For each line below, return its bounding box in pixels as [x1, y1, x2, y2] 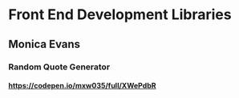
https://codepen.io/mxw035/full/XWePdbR [8, 81, 156, 91]
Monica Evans [8, 37, 81, 51]
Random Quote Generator [8, 61, 111, 73]
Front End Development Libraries [8, 6, 232, 24]
